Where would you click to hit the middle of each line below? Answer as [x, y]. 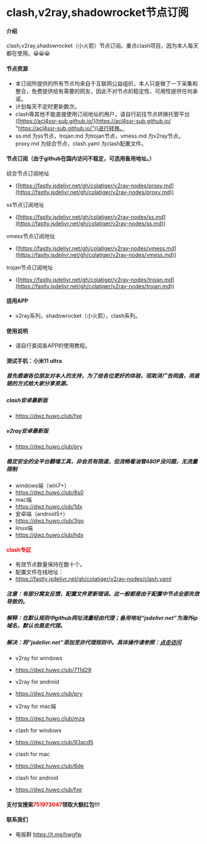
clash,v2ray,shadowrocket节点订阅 [97, 13]
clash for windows [38, 730]
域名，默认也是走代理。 [36, 626]
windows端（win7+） [42, 486]
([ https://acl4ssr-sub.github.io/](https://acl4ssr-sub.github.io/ [93, 121]
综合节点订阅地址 [28, 173]
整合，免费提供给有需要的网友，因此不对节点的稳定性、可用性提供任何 [104, 91]
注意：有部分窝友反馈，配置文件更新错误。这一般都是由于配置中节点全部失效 [103, 594]
